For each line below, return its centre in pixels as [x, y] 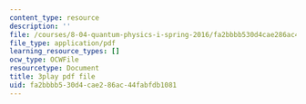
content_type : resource [55, 18]
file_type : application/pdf [63, 43]
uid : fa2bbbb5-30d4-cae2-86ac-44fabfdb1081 [93, 85]
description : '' [40, 26]
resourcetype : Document [55, 69]
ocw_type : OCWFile [44, 60]
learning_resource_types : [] [65, 52]
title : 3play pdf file [52, 77]
